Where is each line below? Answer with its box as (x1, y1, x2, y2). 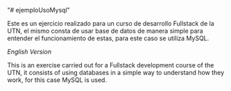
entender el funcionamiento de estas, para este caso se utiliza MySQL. (7, 34, 209, 42)
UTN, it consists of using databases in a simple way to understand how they (7, 69, 225, 76)
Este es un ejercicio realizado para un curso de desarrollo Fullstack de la (7, 19, 215, 27)
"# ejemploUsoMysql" (7, 6, 71, 14)
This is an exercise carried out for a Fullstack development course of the (7, 61, 214, 69)
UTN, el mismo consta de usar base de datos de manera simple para (7, 27, 203, 35)
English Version (7, 48, 52, 56)
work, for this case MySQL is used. (7, 76, 108, 84)
